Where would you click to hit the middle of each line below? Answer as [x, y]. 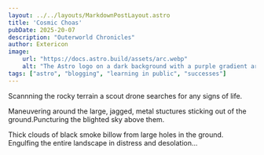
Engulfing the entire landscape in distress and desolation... [103, 142]
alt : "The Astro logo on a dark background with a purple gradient [135, 67]
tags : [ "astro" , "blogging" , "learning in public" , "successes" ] [117, 74]
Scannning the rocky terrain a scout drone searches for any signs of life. [125, 96]
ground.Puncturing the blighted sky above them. [86, 119]
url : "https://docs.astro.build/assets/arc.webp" [105, 59]
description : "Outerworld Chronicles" [71, 37]
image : [19, 52]
